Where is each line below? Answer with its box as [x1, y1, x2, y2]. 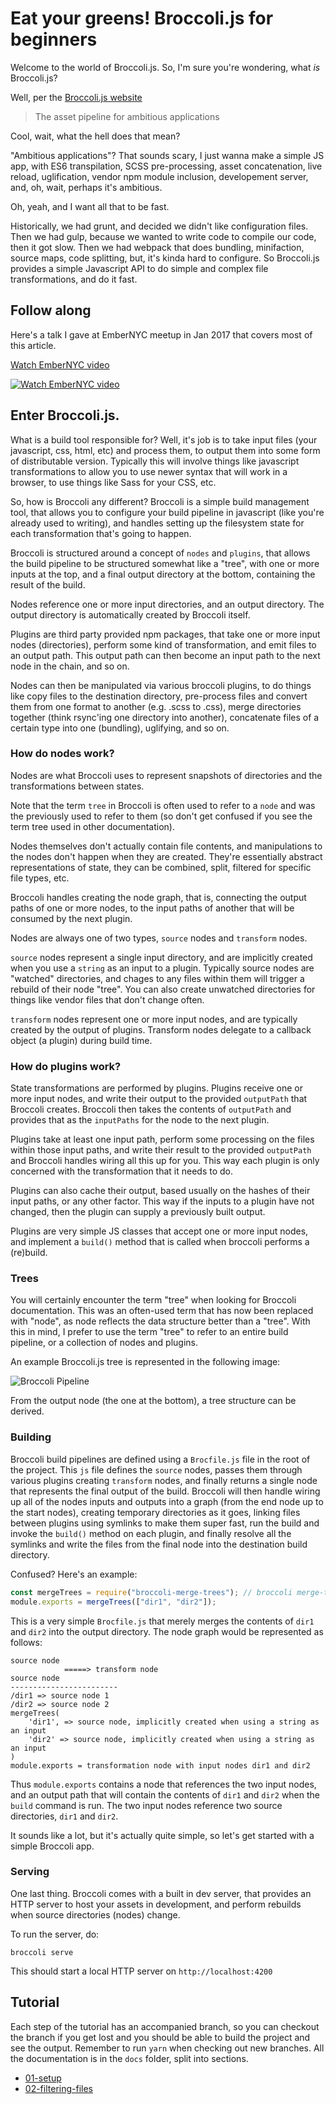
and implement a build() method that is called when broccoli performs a [10, 1236, 310, 1248]
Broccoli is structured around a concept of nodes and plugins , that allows [10, 547, 311, 559]
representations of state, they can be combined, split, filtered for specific [10, 861, 312, 873]
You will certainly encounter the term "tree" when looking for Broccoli [10, 1294, 297, 1306]
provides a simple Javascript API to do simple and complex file [10, 262, 269, 274]
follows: [10, 1636, 43, 1648]
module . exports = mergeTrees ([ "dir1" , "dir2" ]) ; [10, 1597, 217, 1607]
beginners [10, 28, 98, 51]
